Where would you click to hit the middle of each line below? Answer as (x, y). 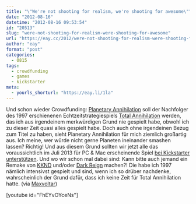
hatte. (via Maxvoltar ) (32, 184)
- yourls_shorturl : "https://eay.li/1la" (62, 93)
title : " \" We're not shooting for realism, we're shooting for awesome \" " (99, 11)
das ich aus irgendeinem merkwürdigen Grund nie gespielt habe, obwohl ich (98, 122)
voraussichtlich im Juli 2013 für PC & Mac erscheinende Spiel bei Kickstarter (98, 153)
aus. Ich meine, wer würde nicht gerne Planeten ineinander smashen (88, 140)
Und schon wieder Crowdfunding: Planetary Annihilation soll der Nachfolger (97, 109)
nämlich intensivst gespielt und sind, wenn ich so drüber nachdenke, (88, 171)
